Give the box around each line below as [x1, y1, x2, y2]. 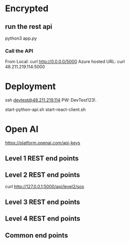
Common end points [5, 231, 68, 240]
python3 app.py [5, 35, 37, 41]
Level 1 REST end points [5, 154, 79, 162]
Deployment [5, 81, 56, 92]
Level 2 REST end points [5, 171, 80, 179]
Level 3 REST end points [5, 198, 81, 206]
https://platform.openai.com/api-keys [5, 140, 81, 146]
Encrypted [5, 3, 49, 14]
